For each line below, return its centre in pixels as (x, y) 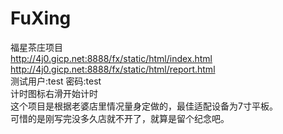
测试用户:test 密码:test (56, 81)
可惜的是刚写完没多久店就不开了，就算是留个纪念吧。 (120, 118)
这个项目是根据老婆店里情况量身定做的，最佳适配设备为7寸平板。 (144, 106)
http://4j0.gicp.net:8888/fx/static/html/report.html (113, 69)
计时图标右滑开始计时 (54, 93)
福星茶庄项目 (36, 47)
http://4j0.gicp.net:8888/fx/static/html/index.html (111, 58)
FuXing (41, 18)
